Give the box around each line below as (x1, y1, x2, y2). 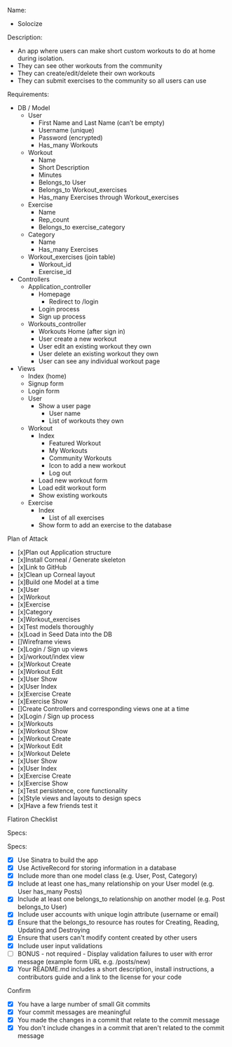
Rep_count (38, 215, 69, 224)
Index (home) (27, 372, 67, 380)
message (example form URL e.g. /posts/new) (17, 957, 151, 966)
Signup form (27, 379, 64, 388)
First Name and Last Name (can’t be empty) (38, 119, 165, 127)
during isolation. (17, 54, 64, 62)
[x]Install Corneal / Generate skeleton (17, 555, 126, 564)
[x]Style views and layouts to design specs (17, 794, 142, 802)
